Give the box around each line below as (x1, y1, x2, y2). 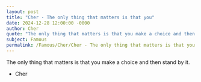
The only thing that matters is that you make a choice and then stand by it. (6, 58, 190, 66)
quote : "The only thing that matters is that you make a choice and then (6, 31, 196, 37)
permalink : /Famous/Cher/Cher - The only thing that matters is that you (6, 42, 196, 48)
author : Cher (6, 25, 39, 32)
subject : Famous (6, 37, 47, 42)
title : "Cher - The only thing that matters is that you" (6, 14, 155, 20)
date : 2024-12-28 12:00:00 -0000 (6, 20, 90, 26)
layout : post (6, 8, 39, 15)
